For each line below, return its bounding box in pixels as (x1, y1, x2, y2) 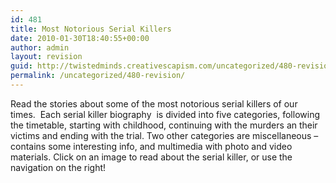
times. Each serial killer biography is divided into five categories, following (10, 108, 320, 120)
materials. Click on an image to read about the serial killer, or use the (10, 151, 293, 163)
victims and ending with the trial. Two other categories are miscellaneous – (10, 129, 319, 141)
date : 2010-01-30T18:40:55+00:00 (10, 33, 150, 43)
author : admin (10, 42, 70, 53)
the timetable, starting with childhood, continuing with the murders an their (10, 119, 318, 131)
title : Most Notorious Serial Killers (10, 24, 172, 34)
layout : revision (10, 52, 83, 62)
